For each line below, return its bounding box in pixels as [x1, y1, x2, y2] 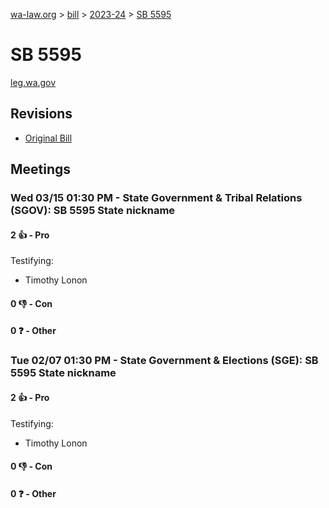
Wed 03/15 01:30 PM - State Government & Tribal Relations [10, 191, 303, 205]
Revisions [10, 105, 73, 123]
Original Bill [24, 132, 73, 144]
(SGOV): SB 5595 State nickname [10, 204, 176, 218]
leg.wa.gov [10, 76, 57, 88]
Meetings [10, 161, 72, 178]
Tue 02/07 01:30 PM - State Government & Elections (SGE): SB [10, 354, 319, 368]
